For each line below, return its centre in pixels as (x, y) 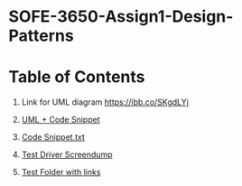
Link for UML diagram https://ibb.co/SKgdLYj (105, 102)
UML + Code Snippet (60, 120)
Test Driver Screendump (67, 154)
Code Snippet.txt (53, 137)
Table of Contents (77, 77)
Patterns (41, 36)
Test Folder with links (61, 172)
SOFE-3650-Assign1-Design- (121, 17)
